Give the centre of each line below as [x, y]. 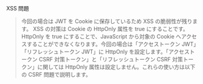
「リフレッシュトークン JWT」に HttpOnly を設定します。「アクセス [105, 52]
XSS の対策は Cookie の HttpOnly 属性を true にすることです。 [111, 29]
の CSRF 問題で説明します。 [56, 75]
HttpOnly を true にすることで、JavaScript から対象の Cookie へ [101, 37]
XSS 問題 [18, 8]
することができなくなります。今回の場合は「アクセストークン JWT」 [111, 44]
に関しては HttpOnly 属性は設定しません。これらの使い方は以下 [116, 67]
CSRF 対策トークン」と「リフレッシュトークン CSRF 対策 [111, 59]
